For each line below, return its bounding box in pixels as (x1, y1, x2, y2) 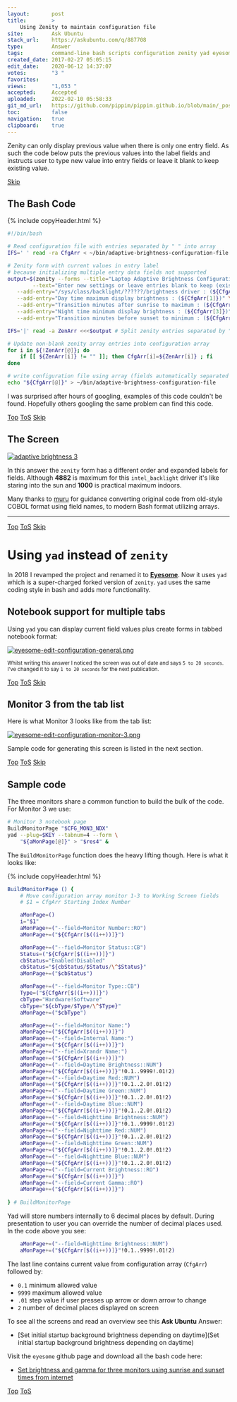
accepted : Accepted (7, 89, 78, 96)
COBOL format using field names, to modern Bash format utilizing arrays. (7, 502, 220, 510)
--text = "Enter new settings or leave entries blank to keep (32, 282, 213, 289)
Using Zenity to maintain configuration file (20, 23, 157, 30)
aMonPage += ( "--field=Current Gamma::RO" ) (20, 1179, 143, 1186)
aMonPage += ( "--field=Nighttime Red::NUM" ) (20, 1127, 147, 1134)
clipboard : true (7, 121, 65, 129)
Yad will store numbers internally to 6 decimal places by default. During (7, 1211, 214, 1220)
